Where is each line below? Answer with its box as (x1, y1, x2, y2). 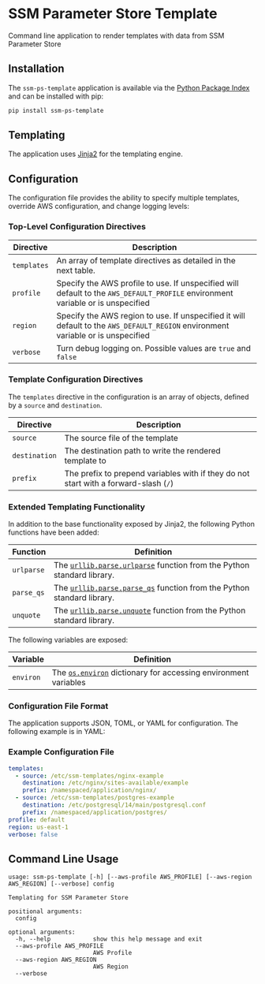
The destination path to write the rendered (64, 445, 221, 456)
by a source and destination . (8, 400, 103, 410)
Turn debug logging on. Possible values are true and (56, 342, 251, 353)
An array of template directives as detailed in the (56, 255, 237, 266)
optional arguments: (8, 928, 77, 937)
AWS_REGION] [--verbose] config (8, 880, 114, 888)
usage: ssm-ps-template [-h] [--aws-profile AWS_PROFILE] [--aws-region (8, 873, 252, 881)
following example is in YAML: (8, 727, 106, 736)
